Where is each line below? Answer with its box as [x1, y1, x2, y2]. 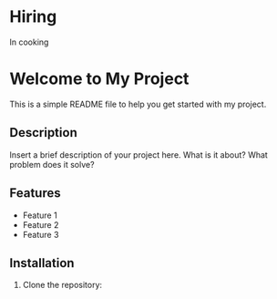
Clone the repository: [22, 280, 103, 291]
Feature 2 [22, 219, 59, 230]
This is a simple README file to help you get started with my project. [9, 98, 267, 109]
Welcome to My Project [9, 68, 190, 89]
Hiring [9, 6, 57, 27]
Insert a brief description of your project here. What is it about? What [9, 149, 269, 160]
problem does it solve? [9, 159, 95, 170]
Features [9, 185, 61, 201]
